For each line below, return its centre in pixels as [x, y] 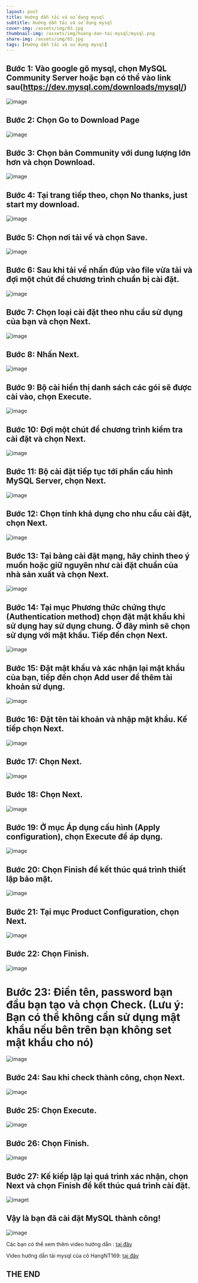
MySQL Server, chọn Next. [56, 481]
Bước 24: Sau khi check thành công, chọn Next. [95, 1078]
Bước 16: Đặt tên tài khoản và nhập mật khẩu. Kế [97, 720]
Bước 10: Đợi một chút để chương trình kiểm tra [95, 429]
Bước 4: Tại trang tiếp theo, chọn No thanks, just [97, 195]
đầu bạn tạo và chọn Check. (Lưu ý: [95, 1004]
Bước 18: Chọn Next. [44, 795]
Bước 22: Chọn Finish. [48, 954]
